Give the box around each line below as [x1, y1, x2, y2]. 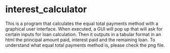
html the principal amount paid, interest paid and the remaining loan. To [5, 37, 156, 43]
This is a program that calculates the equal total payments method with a [5, 20, 158, 26]
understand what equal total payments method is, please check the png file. [5, 42, 165, 48]
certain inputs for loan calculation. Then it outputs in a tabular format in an [5, 31, 161, 37]
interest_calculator [5, 4, 87, 15]
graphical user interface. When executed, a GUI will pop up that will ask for [5, 25, 163, 32]
